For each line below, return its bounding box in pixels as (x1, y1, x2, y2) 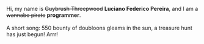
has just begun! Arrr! (6, 31, 58, 38)
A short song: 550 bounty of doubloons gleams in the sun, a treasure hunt (6, 24, 192, 31)
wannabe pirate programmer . (6, 11, 81, 19)
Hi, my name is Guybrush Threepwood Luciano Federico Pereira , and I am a (6, 5, 199, 12)
